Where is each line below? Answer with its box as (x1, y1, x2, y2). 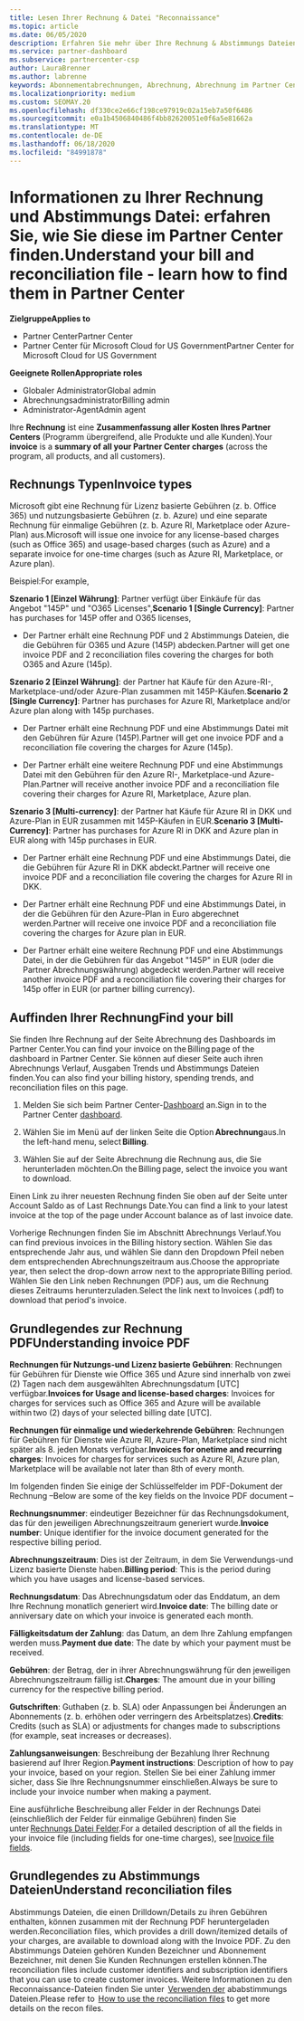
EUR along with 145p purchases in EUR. (9, 834, 157, 846)
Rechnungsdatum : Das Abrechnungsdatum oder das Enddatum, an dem (9, 1591, 280, 1602)
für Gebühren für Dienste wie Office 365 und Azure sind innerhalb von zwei (9, 1368, 291, 1379)
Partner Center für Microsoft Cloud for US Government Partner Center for (22, 340, 295, 351)
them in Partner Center (9, 282, 185, 303)
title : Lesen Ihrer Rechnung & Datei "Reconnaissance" (9, 13, 221, 23)
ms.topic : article (9, 22, 79, 31)
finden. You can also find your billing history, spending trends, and (9, 1072, 254, 1083)
